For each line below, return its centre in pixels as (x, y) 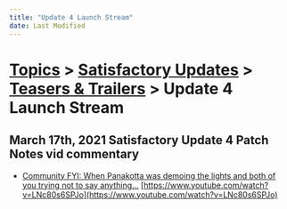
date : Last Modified (48, 26)
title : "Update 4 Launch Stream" (71, 17)
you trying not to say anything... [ (83, 185)
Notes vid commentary (74, 154)
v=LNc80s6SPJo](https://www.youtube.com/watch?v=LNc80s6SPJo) (150, 194)
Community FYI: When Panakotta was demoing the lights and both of (149, 175)
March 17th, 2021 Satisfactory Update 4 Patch (139, 140)
